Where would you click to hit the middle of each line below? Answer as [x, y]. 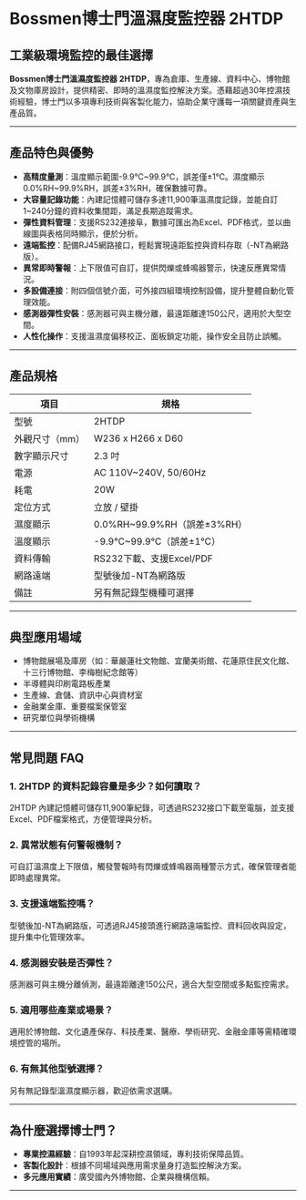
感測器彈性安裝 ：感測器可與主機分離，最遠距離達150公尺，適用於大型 [153, 313]
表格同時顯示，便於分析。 [95, 233]
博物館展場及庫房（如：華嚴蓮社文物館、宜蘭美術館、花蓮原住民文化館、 [158, 661]
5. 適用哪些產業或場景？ [61, 1010]
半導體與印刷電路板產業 [66, 683]
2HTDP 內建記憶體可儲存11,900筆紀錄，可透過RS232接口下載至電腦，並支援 [152, 808]
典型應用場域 [46, 637]
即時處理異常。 [37, 878]
